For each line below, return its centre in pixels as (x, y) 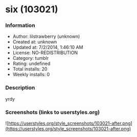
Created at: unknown (35, 42)
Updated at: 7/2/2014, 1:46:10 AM (48, 48)
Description (20, 88)
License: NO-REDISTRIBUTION (45, 53)
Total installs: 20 (30, 69)
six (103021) (32, 9)
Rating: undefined (31, 64)
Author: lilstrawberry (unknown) (46, 36)
